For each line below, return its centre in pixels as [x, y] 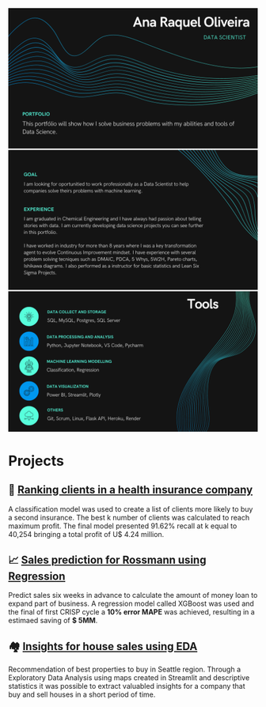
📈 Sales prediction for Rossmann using [107, 560]
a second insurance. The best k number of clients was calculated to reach [129, 517]
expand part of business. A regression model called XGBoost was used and [131, 603]
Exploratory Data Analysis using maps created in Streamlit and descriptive [129, 678]
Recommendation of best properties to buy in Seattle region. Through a [125, 669]
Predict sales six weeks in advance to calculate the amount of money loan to [133, 595]
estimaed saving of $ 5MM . [53, 621]
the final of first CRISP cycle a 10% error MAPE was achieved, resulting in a [131, 612]
